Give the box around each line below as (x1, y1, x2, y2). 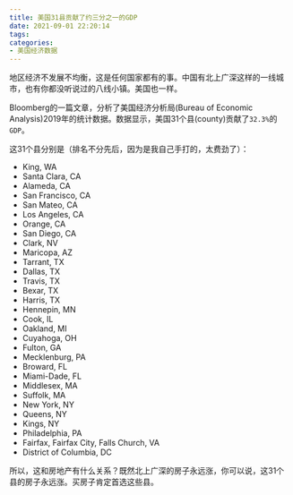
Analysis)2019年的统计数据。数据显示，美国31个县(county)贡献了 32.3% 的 (9, 114, 278, 124)
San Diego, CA (22, 228, 77, 239)
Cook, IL (22, 314, 54, 325)
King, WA (22, 162, 57, 173)
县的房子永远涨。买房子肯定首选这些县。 (9, 476, 159, 488)
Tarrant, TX (22, 257, 65, 268)
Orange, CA (22, 218, 66, 229)
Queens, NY (22, 409, 67, 420)
